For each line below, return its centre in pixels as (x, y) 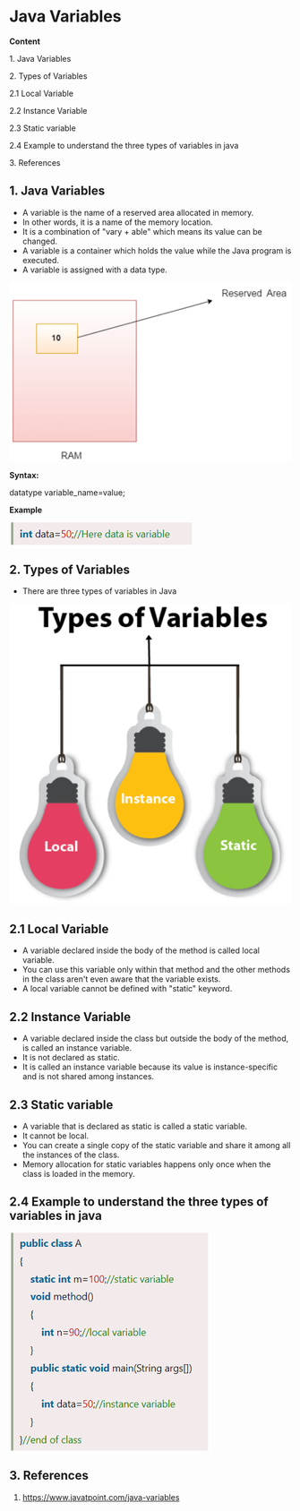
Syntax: (24, 475)
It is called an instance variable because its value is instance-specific (150, 1067)
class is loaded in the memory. (78, 1174)
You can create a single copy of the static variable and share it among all (156, 1146)
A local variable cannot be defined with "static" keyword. (127, 989)
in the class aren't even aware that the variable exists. (121, 979)
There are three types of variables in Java (99, 591)
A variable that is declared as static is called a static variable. (135, 1127)
